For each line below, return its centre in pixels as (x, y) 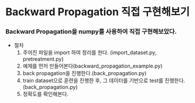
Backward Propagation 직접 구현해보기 (97, 12)
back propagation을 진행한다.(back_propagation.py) (85, 73)
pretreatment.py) (43, 59)
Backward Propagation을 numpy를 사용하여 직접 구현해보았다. (91, 31)
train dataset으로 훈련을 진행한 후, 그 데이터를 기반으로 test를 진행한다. (104, 81)
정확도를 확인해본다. (45, 94)
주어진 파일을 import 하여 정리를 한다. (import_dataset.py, (90, 52)
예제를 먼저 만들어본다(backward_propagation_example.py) (93, 66)
